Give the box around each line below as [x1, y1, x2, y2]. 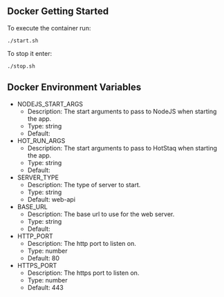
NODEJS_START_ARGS [17, 99, 84, 108]
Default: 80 [27, 253, 60, 262]
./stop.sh [7, 62, 36, 70]
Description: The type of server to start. [27, 180, 141, 189]
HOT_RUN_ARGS [17, 136, 66, 144]
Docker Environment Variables [7, 82, 142, 93]
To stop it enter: [7, 49, 53, 57]
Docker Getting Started [7, 6, 109, 17]
